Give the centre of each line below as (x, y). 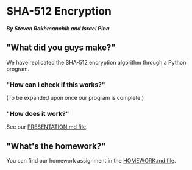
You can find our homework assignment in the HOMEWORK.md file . (91, 161)
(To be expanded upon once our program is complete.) (75, 97)
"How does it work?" (38, 113)
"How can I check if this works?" (56, 85)
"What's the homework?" (56, 146)
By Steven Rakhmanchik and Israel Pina (58, 28)
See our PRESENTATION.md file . (47, 127)
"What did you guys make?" (61, 48)
